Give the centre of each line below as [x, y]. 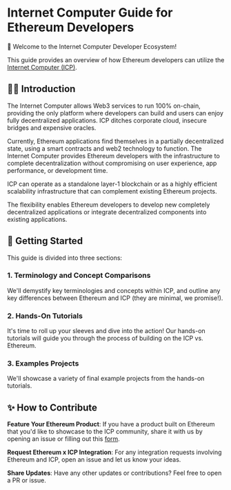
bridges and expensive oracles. [52, 128]
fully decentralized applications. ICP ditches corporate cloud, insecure [107, 120]
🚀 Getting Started [45, 241]
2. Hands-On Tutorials [45, 316]
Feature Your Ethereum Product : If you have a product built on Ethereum [111, 424]
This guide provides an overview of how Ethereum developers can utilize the [116, 59]
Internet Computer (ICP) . [42, 67]
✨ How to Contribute [52, 407]
